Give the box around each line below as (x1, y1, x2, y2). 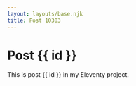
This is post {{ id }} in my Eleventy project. (7, 70, 130, 79)
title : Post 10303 (7, 17, 61, 24)
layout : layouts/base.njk (7, 10, 83, 18)
